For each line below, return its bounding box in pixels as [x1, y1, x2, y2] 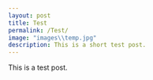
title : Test [8, 19, 47, 27]
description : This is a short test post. [8, 41, 147, 49]
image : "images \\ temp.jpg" [8, 33, 97, 42]
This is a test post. [8, 63, 69, 72]
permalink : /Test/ [8, 26, 69, 34]
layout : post [8, 11, 51, 20]
